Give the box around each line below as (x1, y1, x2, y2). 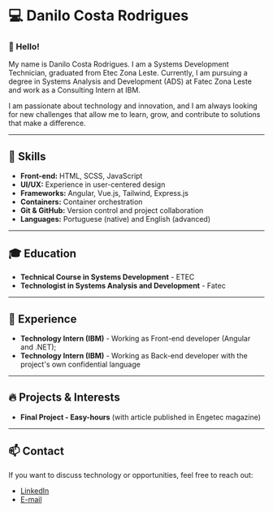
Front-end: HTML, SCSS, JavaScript (19, 171, 143, 181)
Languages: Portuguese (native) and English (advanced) (19, 215, 211, 224)
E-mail (19, 494, 42, 504)
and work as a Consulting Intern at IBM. (8, 85, 141, 95)
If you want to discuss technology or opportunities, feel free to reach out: (8, 470, 253, 479)
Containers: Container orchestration (19, 197, 143, 207)
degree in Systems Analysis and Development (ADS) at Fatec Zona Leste (8, 76, 252, 86)
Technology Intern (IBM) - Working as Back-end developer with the (19, 350, 248, 360)
